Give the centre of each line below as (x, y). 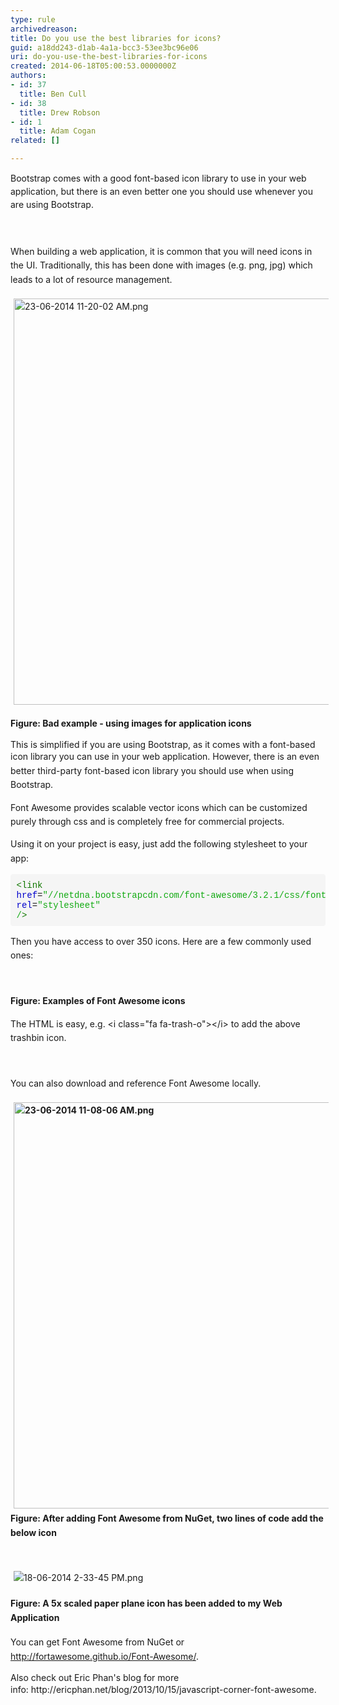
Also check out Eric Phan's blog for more (95, 1677)
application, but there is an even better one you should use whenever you (161, 191)
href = (29, 895)
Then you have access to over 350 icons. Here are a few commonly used (161, 942)
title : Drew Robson (60, 112)
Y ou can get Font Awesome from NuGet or (97, 1642)
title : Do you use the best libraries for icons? (116, 38)
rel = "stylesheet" (58, 905)
